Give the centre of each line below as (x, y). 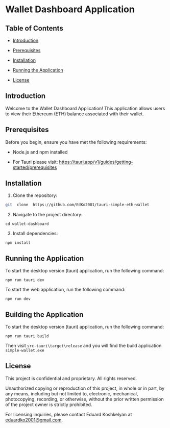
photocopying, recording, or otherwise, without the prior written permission (85, 399)
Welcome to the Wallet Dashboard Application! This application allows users (85, 108)
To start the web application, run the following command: (65, 290)
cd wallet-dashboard (27, 224)
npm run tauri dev (25, 280)
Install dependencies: (35, 234)
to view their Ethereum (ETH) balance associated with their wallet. (75, 114)
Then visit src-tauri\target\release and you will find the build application (83, 345)
